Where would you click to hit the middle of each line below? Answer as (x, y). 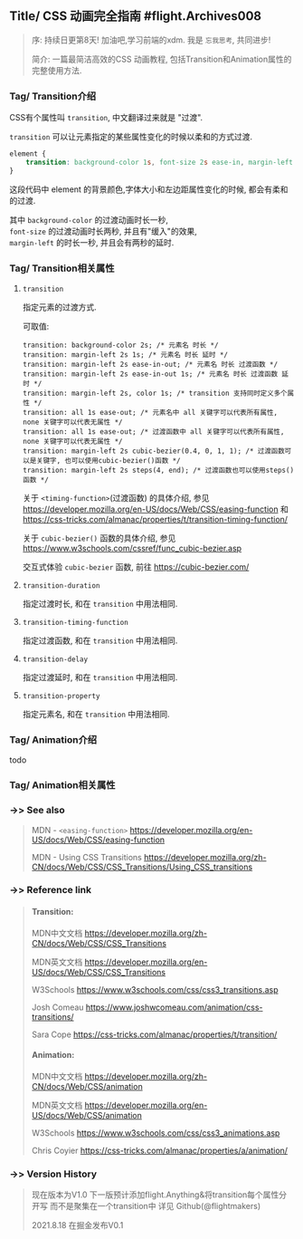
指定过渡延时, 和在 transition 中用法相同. (100, 677)
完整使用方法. (57, 70)
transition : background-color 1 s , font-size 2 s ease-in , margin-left (160, 162)
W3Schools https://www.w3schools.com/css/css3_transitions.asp (155, 989)
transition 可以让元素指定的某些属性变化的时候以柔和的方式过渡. (131, 137)
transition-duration (61, 586)
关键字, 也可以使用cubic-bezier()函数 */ (108, 461)
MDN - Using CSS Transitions (86, 857)
